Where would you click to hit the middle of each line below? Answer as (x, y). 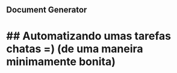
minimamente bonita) (61, 61)
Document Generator (47, 10)
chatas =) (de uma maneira (75, 49)
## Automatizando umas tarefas (89, 36)
